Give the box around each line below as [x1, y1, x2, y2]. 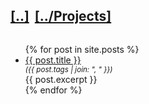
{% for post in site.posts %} [24, 43, 140, 55]
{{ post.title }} [24, 54, 82, 66]
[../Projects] [34, 8, 112, 25]
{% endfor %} [24, 84, 83, 96]
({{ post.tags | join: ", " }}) [24, 64, 113, 74]
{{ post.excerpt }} [24, 73, 98, 85]
